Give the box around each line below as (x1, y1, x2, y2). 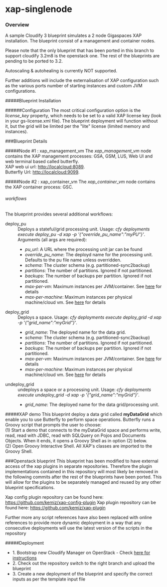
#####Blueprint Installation (5, 98, 61, 104)
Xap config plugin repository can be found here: (5, 494, 104, 500)
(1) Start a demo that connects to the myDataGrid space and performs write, (5, 427, 162, 433)
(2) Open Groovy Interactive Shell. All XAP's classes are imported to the (5, 443, 153, 449)
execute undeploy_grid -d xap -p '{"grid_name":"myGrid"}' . (17, 391, 140, 397)
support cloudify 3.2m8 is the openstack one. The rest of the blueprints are (5, 53, 160, 59)
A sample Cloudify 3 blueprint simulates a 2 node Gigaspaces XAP (5, 32, 142, 38)
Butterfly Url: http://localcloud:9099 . (5, 169, 80, 175)
